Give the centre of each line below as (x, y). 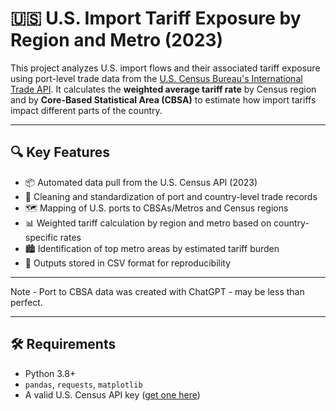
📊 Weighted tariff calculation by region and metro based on (148, 223)
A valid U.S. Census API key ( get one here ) (112, 394)
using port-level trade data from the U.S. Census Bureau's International (156, 78)
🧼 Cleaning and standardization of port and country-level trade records (171, 196)
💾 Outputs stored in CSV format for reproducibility (128, 263)
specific (41, 237)
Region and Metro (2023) (117, 40)
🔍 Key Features (60, 152)
